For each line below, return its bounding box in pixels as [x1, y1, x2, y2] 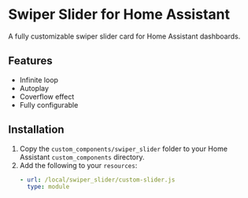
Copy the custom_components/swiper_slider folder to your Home [19, 144, 228, 153]
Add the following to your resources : [19, 160, 138, 170]
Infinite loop [19, 75, 59, 84]
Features [8, 54, 53, 68]
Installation [8, 123, 65, 137]
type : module [27, 183, 70, 191]
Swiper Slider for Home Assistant [8, 5, 231, 24]
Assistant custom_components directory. [19, 152, 145, 162]
